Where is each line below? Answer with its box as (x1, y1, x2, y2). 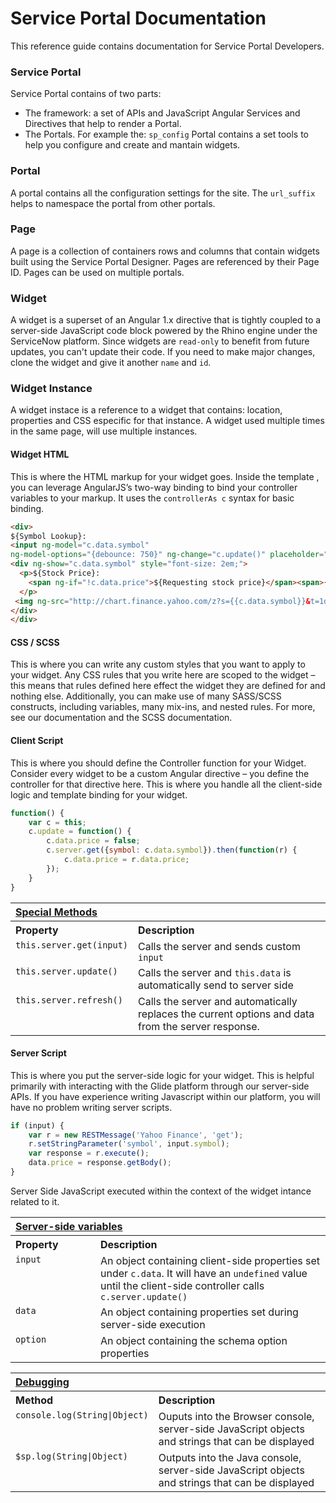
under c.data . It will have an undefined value (100, 1266, 308, 1280)
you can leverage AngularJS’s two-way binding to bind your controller (10, 481, 298, 493)
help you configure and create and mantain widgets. (24, 139, 241, 151)
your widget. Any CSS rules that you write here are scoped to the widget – (10, 669, 316, 681)
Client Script (10, 735, 64, 747)
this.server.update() (15, 965, 118, 977)
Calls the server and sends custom (138, 939, 301, 953)
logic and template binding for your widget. (10, 788, 188, 801)
